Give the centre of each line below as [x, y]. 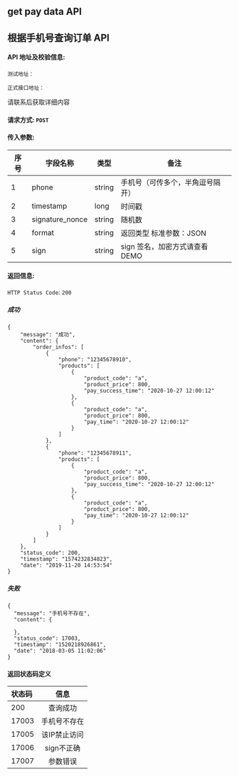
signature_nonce [60, 219]
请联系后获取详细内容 [38, 102]
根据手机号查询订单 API [59, 37]
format [43, 232]
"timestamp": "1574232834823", [67, 559]
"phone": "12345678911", [95, 453]
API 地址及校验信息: [36, 57]
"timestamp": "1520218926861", [60, 644]
